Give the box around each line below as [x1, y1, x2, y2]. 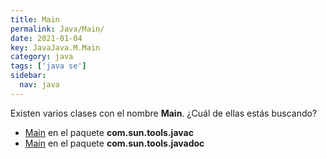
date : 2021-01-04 [10, 33, 83, 43]
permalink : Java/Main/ [10, 24, 105, 34]
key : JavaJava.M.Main [10, 42, 101, 53]
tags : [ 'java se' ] [10, 61, 87, 71]
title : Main [10, 14, 60, 25]
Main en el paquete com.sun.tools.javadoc [24, 137, 205, 149]
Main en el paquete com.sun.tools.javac [24, 126, 194, 138]
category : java [10, 52, 74, 62]
